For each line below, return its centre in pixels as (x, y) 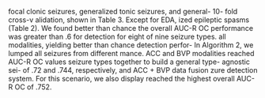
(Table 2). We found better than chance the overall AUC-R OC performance (131, 28)
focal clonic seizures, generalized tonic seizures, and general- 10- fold (123, 11)
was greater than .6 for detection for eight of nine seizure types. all (117, 36)
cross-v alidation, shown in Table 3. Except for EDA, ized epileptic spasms (129, 20)
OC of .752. (33, 87)
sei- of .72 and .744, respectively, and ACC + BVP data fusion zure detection (133, 70)
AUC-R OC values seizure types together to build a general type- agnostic (129, 62)
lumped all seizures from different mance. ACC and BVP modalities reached (131, 53)
